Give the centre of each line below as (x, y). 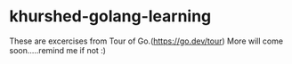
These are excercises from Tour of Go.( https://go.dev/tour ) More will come (146, 41)
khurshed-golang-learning (110, 16)
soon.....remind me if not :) (58, 50)
